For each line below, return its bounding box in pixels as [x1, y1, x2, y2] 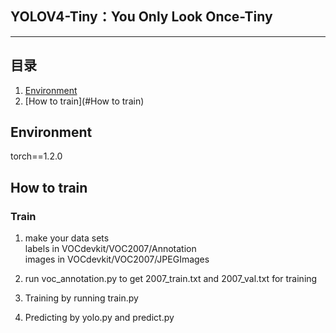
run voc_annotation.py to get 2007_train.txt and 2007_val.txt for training [24, 273, 318, 285]
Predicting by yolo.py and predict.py [24, 312, 175, 324]
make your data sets [24, 232, 110, 244]
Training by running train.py [24, 292, 139, 304]
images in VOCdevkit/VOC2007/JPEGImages [24, 253, 210, 266]
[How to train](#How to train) [24, 95, 145, 107]
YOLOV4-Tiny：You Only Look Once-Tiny [10, 8, 273, 26]
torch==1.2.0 [10, 150, 63, 162]
